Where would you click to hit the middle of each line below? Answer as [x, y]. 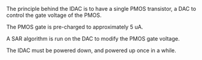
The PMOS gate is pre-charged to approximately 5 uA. [75, 27]
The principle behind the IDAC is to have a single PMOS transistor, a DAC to [101, 9]
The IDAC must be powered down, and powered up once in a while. [91, 50]
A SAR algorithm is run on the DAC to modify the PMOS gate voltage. [93, 38]
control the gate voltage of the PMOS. [54, 15]
